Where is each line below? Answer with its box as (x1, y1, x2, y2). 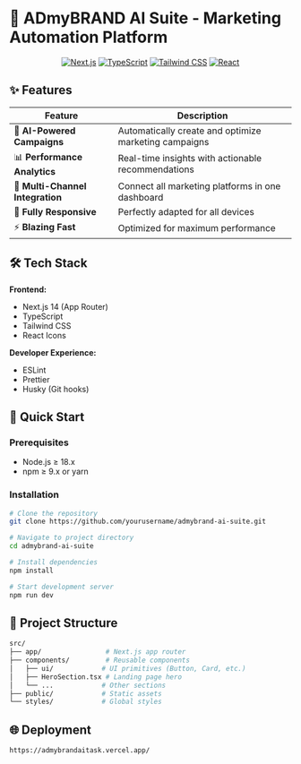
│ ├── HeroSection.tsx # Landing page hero (9, 672, 182, 682)
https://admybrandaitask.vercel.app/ (9, 746, 150, 755)
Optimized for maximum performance (117, 222, 276, 235)
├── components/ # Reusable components (9, 656, 191, 665)
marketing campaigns (117, 135, 210, 148)
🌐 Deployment (9, 722, 91, 737)
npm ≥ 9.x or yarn (21, 466, 90, 477)
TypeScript (21, 311, 64, 322)
